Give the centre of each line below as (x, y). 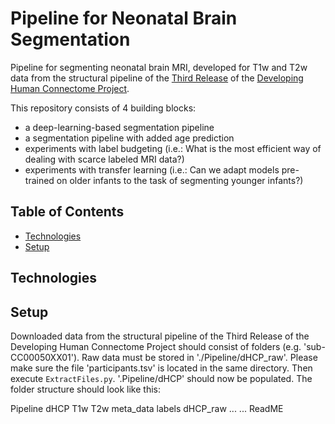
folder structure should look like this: (85, 389)
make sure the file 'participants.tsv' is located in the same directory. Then (161, 368)
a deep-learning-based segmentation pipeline (119, 127)
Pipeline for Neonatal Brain (124, 18)
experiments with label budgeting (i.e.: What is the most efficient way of (173, 148)
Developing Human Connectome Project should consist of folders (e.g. (156, 346)
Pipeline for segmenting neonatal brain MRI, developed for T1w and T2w (159, 67)
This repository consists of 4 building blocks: (103, 108)
